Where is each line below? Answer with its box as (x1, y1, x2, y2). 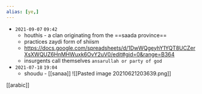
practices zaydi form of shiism (24, 38, 99, 45)
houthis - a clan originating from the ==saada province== (24, 31, 167, 39)
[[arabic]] (6, 81, 30, 89)
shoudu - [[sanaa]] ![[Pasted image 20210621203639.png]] (24, 69, 172, 77)
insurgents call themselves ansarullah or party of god (24, 57, 162, 64)
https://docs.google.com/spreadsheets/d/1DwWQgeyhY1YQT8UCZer (24, 44, 196, 51)
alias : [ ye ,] (6, 8, 39, 15)
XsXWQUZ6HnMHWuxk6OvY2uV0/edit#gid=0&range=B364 (24, 50, 175, 57)
